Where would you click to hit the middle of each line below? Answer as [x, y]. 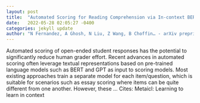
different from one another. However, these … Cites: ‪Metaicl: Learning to [95, 89]
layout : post [22, 12]
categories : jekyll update [40, 28]
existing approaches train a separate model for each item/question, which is [99, 76]
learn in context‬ [25, 95]
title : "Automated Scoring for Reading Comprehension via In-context [96, 17]
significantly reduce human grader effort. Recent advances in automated [95, 57]
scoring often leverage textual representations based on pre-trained [90, 64]
